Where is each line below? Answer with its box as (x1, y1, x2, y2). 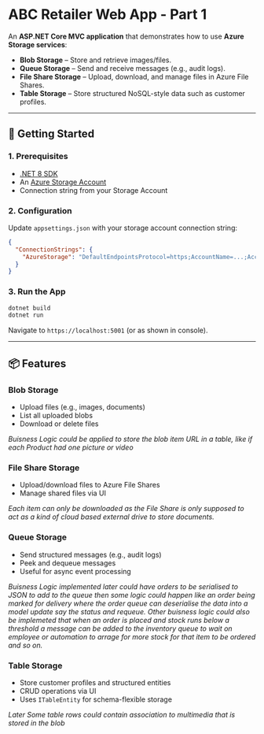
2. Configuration (8, 205, 72, 216)
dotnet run (8, 311, 44, 320)
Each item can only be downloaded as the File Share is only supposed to (8, 504, 245, 513)
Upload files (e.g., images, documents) (19, 402, 145, 412)
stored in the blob (8, 718, 65, 728)
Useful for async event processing (19, 566, 131, 576)
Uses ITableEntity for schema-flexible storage (19, 695, 173, 704)
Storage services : (8, 39, 68, 49)
